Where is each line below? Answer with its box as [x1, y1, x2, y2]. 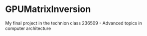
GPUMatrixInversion [5, 3, 91, 15]
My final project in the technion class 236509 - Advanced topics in [5, 20, 142, 26]
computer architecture [5, 25, 51, 31]
